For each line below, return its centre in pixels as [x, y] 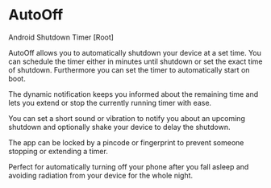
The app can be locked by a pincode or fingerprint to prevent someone [126, 142]
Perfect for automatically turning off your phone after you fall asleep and [129, 166]
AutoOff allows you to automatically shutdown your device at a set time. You [135, 52]
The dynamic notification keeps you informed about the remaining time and [133, 94]
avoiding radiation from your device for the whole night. [101, 175]
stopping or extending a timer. [58, 151]
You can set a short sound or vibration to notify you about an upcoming [127, 118]
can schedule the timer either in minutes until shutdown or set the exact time [135, 61]
